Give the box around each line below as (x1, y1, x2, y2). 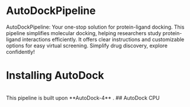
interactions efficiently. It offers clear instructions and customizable (22, 36, 185, 43)
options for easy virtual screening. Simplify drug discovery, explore (6, 42, 168, 49)
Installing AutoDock (6, 69, 104, 82)
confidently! (6, 48, 35, 55)
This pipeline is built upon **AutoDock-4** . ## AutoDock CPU (6, 94, 160, 101)
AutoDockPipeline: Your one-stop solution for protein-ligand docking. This (6, 23, 185, 30)
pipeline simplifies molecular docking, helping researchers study (6, 29, 162, 36)
